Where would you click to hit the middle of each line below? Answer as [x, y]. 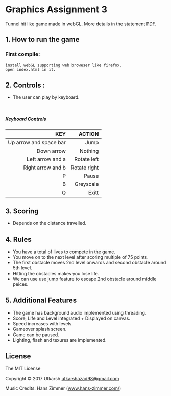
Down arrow [51, 151]
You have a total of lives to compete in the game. [64, 252]
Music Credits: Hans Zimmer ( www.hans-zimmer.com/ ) [63, 388]
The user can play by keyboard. [46, 97]
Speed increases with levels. [43, 323]
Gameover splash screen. [40, 329]
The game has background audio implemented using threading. [79, 312]
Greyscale [87, 184]
